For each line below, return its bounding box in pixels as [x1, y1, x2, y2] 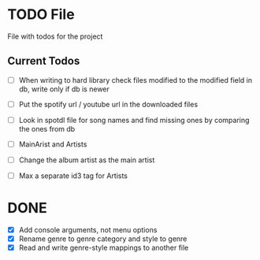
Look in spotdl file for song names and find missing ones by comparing [18, 115, 250, 124]
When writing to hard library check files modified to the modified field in [18, 75, 253, 84]
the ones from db [18, 124, 76, 133]
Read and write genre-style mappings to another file [18, 243, 189, 253]
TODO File [7, 6, 76, 24]
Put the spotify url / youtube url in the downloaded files [18, 99, 199, 109]
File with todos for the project [7, 32, 103, 41]
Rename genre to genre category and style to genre [18, 234, 188, 243]
